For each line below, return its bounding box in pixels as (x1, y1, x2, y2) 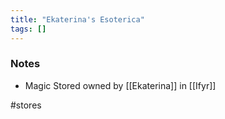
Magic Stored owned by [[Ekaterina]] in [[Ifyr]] (24, 79, 217, 91)
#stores (10, 99, 42, 111)
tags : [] (10, 24, 47, 34)
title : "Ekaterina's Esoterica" (10, 14, 145, 25)
